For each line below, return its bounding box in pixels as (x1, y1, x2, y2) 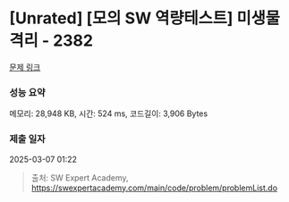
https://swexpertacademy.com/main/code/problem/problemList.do (30, 182, 278, 193)
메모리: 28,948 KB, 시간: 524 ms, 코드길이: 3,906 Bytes (9, 108, 208, 119)
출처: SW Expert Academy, (30, 172, 129, 183)
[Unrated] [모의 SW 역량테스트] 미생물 (9, 8, 280, 29)
